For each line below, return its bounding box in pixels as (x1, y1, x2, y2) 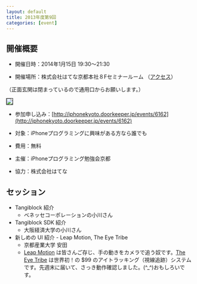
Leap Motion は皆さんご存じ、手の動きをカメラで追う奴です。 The (23, 249, 186, 256)
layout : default (6, 8, 47, 15)
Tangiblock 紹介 (14, 204, 54, 211)
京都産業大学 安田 (23, 242, 67, 248)
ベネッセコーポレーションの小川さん (23, 212, 113, 218)
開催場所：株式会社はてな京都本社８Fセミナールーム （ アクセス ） (14, 73, 176, 81)
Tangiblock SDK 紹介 (14, 219, 67, 226)
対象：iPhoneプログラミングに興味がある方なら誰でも (14, 130, 147, 137)
